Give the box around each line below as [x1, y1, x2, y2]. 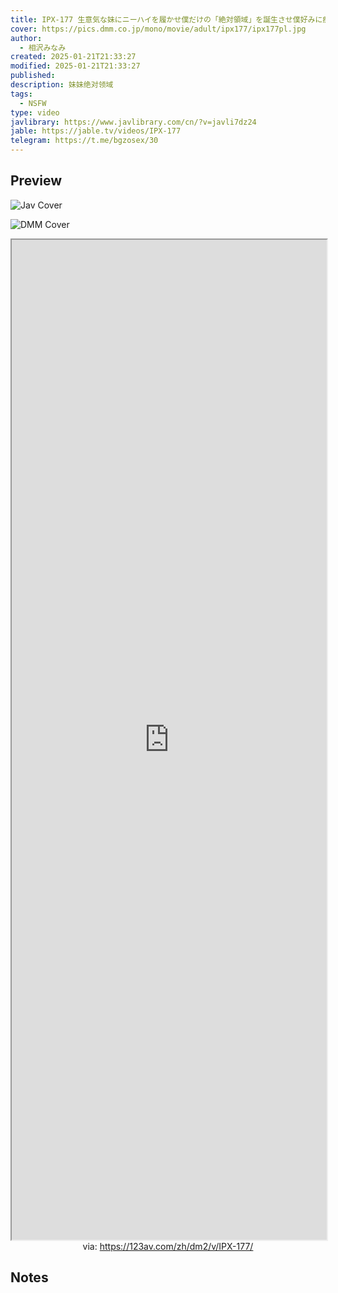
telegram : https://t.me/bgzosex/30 [10, 136, 159, 146]
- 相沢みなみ [19, 42, 67, 53]
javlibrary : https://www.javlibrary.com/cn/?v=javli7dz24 [10, 117, 257, 127]
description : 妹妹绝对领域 [10, 80, 114, 90]
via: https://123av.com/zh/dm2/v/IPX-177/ [82, 1240, 254, 1252]
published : [10, 71, 56, 81]
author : [10, 33, 43, 43]
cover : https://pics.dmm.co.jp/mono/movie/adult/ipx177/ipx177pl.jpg [10, 24, 307, 34]
